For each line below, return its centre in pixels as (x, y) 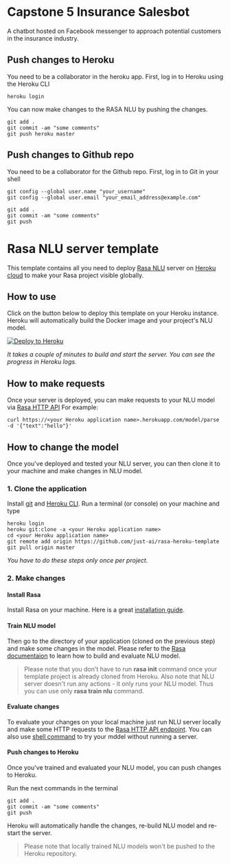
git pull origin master (41, 548)
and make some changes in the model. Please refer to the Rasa (96, 648)
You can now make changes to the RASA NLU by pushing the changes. (107, 109)
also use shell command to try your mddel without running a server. (103, 736)
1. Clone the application (47, 488)
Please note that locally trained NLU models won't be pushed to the (119, 846)
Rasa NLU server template (83, 249)
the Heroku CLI (28, 84)
